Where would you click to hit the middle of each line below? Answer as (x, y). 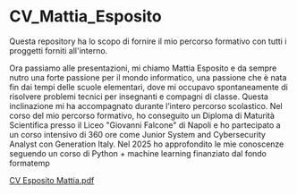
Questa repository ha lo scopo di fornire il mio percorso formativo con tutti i (148, 41)
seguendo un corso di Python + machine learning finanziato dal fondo (138, 153)
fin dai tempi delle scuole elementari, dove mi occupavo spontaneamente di (148, 87)
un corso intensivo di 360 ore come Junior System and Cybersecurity (138, 134)
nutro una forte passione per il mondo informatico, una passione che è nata (148, 77)
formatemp (30, 163)
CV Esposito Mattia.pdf (52, 180)
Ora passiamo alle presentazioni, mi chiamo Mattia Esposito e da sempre (143, 68)
